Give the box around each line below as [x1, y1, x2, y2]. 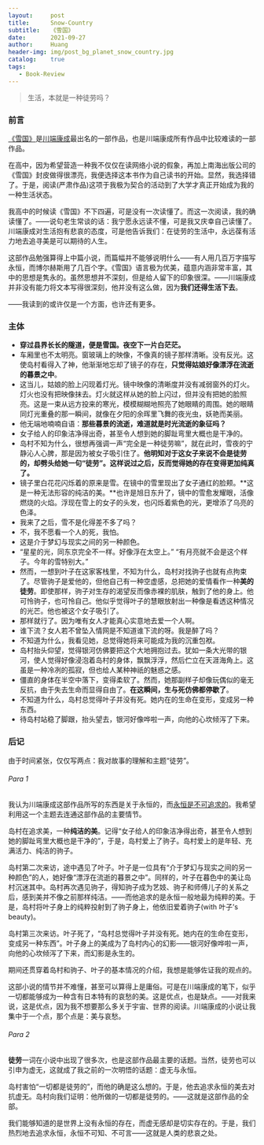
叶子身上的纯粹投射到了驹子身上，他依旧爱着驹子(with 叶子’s [42, 902, 238, 911]
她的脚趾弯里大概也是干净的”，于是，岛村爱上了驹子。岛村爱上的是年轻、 [8, 836, 246, 846]
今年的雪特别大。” [33, 557, 89, 567]
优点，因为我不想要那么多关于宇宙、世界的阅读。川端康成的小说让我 [35, 1002, 256, 1011]
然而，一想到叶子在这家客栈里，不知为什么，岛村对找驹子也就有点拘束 [19, 567, 247, 576]
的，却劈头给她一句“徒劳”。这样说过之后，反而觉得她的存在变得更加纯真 [19, 459, 255, 468]
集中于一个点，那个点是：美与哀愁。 [8, 1011, 126, 1020]
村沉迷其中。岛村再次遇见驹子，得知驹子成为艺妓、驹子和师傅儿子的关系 [8, 882, 242, 891]
